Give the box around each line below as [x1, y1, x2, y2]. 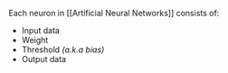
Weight [21, 35, 49, 45]
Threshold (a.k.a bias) [21, 44, 105, 55]
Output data [21, 54, 67, 64]
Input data [21, 25, 61, 35]
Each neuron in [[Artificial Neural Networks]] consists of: [8, 8, 220, 18]
